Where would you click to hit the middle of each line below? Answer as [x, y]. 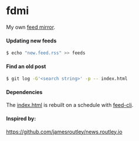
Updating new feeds [32, 41]
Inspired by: [21, 118]
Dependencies [24, 92]
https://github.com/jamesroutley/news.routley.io [64, 132]
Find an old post [26, 66]
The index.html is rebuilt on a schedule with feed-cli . [70, 105]
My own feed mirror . [31, 27]
